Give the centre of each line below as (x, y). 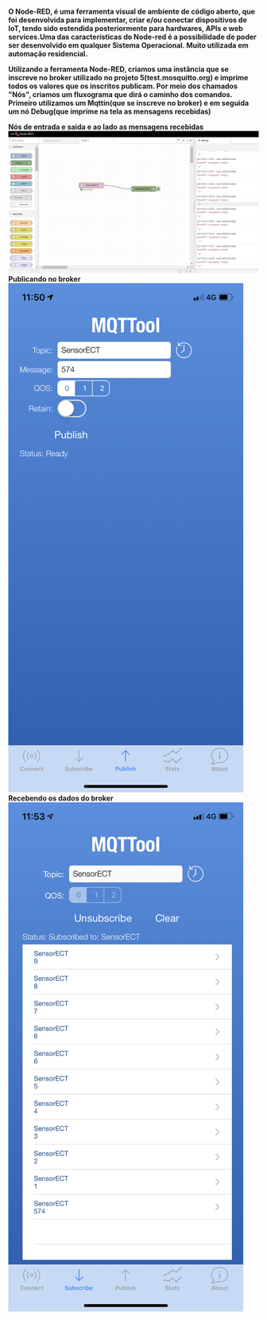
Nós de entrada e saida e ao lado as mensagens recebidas (106, 127)
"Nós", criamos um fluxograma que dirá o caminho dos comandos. (120, 94)
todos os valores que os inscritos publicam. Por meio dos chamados (123, 86)
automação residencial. (48, 54)
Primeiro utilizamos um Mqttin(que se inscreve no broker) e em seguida (129, 103)
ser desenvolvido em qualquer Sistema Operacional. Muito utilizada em (128, 45)
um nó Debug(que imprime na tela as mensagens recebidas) (110, 111)
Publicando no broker (44, 279)
